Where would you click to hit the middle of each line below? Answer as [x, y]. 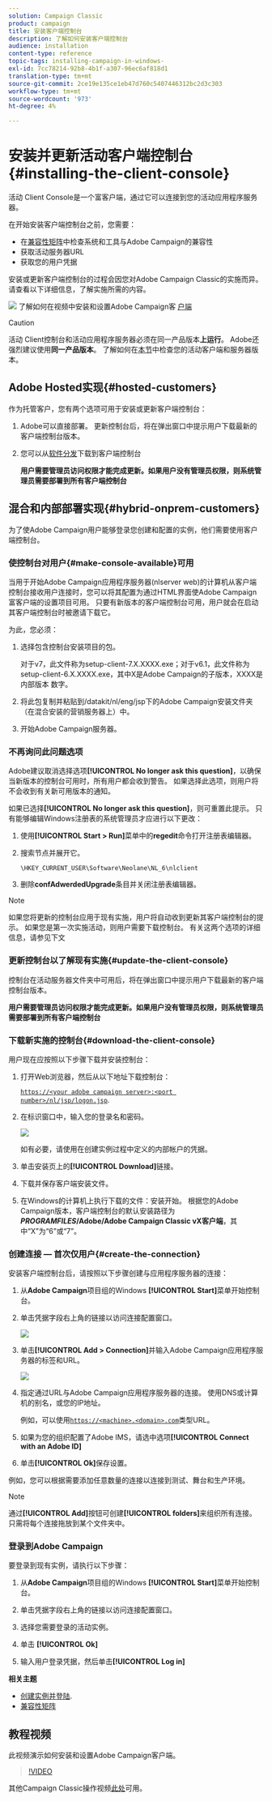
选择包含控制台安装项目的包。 [70, 647]
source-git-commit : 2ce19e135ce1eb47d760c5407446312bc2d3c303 [115, 83]
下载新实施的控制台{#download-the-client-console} [112, 1040]
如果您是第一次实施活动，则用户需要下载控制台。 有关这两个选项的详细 [142, 928]
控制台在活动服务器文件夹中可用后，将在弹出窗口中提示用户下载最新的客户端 [136, 979]
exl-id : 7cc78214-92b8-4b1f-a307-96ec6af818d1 [88, 69]
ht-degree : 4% [32, 106]
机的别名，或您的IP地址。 [62, 1403]
